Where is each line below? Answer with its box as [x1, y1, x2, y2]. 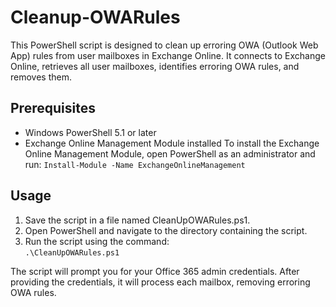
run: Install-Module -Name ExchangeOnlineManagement [24, 158, 246, 170]
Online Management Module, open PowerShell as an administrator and [24, 147, 316, 160]
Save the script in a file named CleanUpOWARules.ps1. [24, 214, 251, 226]
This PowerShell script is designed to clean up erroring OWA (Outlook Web [10, 39, 319, 51]
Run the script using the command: [24, 235, 170, 247]
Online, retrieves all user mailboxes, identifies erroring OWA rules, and [10, 60, 300, 72]
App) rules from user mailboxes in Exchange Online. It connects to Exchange [10, 49, 326, 61]
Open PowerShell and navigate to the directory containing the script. [24, 224, 308, 236]
